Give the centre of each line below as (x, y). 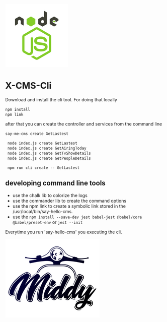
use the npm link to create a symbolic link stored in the (69, 206)
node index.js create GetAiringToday (47, 148)
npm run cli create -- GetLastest (44, 168)
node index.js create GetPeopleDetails (49, 158)
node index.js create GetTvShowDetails (49, 153)
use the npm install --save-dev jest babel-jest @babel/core (77, 217)
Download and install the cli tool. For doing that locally (61, 99)
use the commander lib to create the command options (69, 201)
